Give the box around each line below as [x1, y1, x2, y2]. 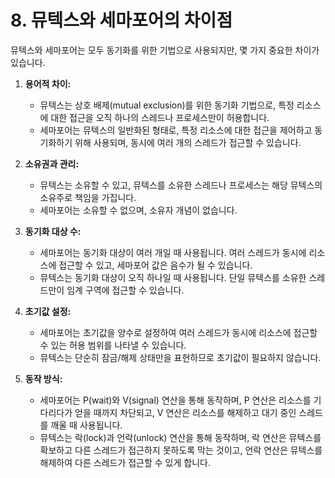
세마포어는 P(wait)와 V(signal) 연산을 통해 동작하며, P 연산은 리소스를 [39, 394, 312, 406]
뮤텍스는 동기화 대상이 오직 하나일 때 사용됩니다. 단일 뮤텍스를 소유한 [39, 271, 307, 283]
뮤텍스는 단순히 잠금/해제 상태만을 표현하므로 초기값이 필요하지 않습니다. [39, 351, 322, 363]
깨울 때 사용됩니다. [50, 419, 123, 431]
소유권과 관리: [24, 157, 80, 170]
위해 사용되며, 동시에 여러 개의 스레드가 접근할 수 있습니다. [74, 136, 302, 148]
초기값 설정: [24, 305, 72, 317]
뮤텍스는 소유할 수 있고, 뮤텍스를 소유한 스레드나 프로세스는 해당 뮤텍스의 [39, 179, 323, 191]
